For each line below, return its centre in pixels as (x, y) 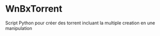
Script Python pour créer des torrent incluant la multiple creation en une (80, 23)
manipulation (19, 28)
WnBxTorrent (34, 9)
